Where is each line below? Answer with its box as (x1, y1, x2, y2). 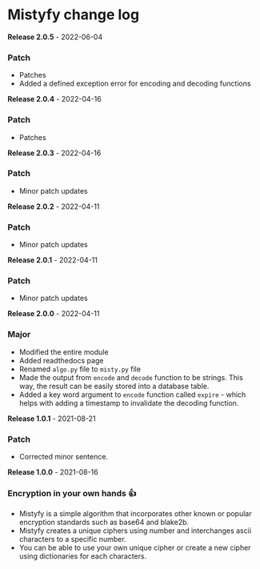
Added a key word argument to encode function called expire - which (18, 390, 246, 399)
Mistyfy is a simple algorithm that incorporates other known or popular (18, 509, 252, 519)
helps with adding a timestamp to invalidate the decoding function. (18, 398, 239, 407)
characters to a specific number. (18, 535, 126, 544)
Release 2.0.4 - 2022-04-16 (7, 94, 102, 104)
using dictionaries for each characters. (18, 551, 147, 561)
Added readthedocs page (18, 355, 104, 365)
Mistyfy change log (7, 6, 140, 24)
